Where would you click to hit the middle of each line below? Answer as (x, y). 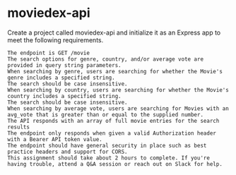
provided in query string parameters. (64, 65)
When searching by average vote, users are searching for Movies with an (118, 108)
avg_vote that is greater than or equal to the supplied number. (105, 114)
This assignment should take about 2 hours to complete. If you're (109, 158)
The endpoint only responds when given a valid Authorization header (112, 133)
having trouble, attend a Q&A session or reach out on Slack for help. (115, 164)
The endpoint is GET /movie (49, 53)
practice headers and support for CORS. (68, 152)
